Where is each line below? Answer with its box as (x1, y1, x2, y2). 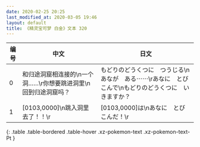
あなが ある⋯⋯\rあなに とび (100, 75, 189, 83)
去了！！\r (22, 112, 51, 121)
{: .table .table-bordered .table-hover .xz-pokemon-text (6, 129, 143, 136)
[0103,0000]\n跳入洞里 (22, 104, 89, 112)
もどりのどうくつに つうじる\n (100, 66, 190, 74)
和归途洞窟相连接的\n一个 (22, 70, 94, 79)
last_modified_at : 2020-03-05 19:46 (6, 14, 97, 20)
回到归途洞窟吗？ (22, 88, 70, 96)
